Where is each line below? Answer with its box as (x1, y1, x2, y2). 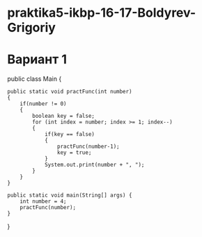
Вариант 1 (7, 52, 68, 68)
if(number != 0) (20, 100, 68, 107)
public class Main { (7, 75, 62, 83)
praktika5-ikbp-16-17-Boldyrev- (7, 5, 196, 21)
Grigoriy (7, 20, 56, 36)
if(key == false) (44, 131, 95, 138)
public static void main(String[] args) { (7, 192, 132, 199)
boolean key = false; (32, 113, 95, 120)
